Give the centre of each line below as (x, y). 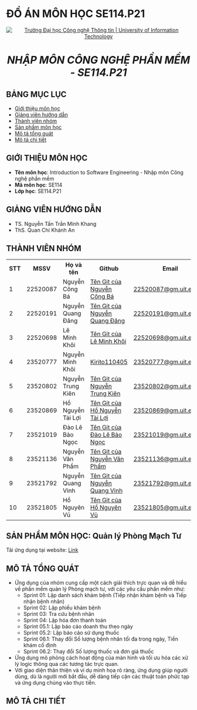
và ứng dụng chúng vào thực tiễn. (55, 683)
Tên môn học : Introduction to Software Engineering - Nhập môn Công (99, 172)
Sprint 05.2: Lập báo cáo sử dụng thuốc (71, 633)
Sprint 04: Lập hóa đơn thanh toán (65, 620)
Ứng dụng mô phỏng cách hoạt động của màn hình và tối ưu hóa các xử (101, 658)
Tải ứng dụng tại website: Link (42, 550)
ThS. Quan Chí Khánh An (45, 230)
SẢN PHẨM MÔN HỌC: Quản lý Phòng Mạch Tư (94, 536)
